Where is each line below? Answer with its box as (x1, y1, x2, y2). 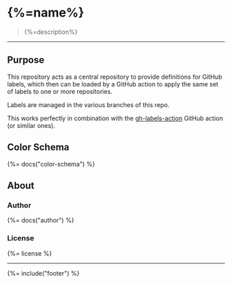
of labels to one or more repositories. (7, 87, 113, 95)
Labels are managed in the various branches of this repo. (7, 100, 170, 108)
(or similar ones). (7, 121, 55, 129)
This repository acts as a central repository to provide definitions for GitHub (7, 73, 222, 81)
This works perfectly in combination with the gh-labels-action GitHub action (7, 114, 223, 122)
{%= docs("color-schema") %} (7, 160, 95, 168)
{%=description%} (23, 28, 78, 36)
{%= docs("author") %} (7, 216, 75, 225)
